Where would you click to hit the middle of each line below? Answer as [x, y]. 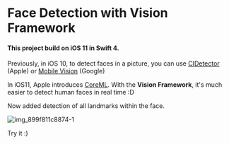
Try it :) [18, 133]
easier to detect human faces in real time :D [71, 92]
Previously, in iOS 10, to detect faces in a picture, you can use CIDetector [114, 64]
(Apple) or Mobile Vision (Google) [56, 71]
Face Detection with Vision [88, 13]
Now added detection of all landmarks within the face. [86, 106]
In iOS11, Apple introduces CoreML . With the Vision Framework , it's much [115, 85]
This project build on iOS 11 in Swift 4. [63, 48]
